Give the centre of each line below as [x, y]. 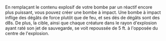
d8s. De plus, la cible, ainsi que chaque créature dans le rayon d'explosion [81, 23]
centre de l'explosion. [27, 33]
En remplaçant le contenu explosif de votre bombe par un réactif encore [79, 7]
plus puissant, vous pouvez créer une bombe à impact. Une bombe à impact [83, 12]
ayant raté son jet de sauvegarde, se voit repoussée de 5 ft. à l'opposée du [82, 28]
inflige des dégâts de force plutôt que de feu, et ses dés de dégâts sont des [83, 18]
